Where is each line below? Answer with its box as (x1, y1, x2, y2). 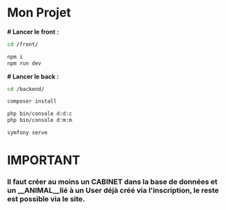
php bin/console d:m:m (7, 117, 72, 124)
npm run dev (7, 60, 41, 67)
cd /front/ (7, 41, 39, 48)
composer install (7, 98, 57, 105)
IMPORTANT (7, 153, 81, 168)
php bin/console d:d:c (7, 110, 72, 118)
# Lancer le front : (7, 28, 59, 36)
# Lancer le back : (7, 72, 59, 81)
